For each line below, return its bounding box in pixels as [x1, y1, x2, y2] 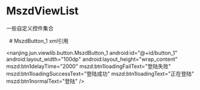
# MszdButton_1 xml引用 [8, 37, 69, 44]
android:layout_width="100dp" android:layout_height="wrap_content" [6, 55, 178, 63]
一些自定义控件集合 [6, 24, 54, 32]
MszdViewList [6, 4, 79, 18]
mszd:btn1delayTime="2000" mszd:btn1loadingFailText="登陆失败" [6, 63, 171, 70]
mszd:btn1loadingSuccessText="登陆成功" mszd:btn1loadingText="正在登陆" [6, 70, 195, 77]
